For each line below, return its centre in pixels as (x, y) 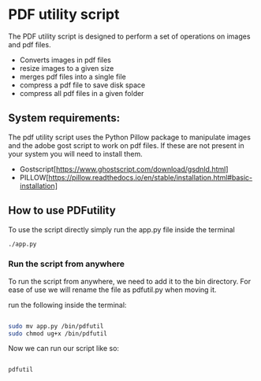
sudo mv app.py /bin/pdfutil (56, 326)
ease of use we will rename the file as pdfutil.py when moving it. (112, 290)
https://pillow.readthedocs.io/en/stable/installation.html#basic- (151, 177)
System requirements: (64, 118)
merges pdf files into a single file (73, 76)
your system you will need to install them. (76, 154)
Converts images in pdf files (65, 60)
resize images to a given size (67, 68)
